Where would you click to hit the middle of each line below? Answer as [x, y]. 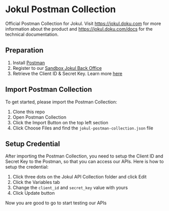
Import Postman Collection [49, 89]
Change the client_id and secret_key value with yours [70, 188]
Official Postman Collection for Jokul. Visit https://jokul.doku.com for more [83, 23]
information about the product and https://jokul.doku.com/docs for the [79, 29]
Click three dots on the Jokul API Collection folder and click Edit [79, 177]
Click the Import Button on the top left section [60, 122]
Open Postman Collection [39, 117]
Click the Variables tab [36, 182]
